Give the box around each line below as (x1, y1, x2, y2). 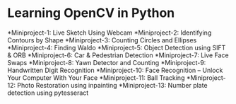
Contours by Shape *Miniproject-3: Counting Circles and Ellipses (7, 35, 197, 44)
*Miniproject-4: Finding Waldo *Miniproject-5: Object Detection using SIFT (7, 43, 226, 52)
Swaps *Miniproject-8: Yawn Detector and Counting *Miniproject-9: (7, 58, 206, 67)
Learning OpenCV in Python (7, 5, 175, 21)
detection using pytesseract (7, 88, 89, 97)
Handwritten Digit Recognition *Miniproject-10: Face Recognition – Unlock (7, 66, 223, 74)
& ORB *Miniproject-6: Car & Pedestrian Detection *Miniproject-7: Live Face (7, 51, 229, 59)
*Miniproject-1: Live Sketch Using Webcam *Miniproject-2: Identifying (7, 28, 212, 37)
